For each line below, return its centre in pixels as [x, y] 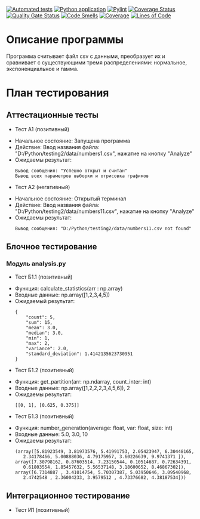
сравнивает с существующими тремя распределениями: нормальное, [96, 62]
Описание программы [65, 40]
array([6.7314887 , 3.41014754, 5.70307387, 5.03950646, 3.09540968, [103, 472]
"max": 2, [38, 343]
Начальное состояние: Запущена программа [72, 141]
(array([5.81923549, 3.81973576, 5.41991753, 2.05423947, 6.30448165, [104, 451]
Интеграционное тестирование [68, 496]
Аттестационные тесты [52, 115]
